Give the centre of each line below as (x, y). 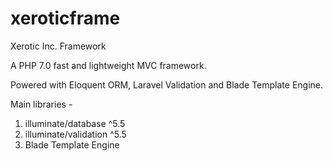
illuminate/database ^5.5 (75, 123)
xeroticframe (65, 18)
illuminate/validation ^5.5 (75, 134)
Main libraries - (41, 104)
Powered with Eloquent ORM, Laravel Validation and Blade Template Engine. (167, 84)
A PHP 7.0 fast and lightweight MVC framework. (108, 65)
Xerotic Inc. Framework (58, 46)
